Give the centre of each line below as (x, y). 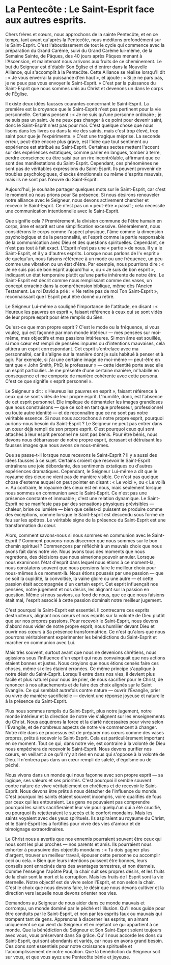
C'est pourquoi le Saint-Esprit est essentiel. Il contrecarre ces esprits (77, 610)
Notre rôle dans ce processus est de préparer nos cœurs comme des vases (85, 732)
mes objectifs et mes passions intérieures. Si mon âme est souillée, (91, 338)
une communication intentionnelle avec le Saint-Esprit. (62, 211)
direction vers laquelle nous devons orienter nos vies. (61, 893)
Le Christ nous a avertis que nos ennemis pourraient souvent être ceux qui (83, 839)
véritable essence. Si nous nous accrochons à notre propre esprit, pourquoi (84, 418)
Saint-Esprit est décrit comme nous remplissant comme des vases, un (79, 280)
